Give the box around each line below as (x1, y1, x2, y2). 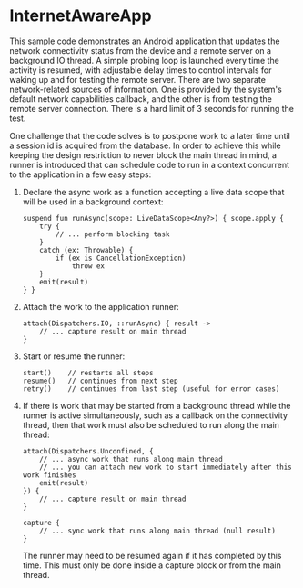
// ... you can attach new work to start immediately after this (39, 463, 293, 472)
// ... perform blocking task (56, 229, 170, 239)
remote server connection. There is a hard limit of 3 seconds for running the (9, 103, 294, 114)
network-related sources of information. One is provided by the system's (9, 84, 282, 95)
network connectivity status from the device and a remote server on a (9, 45, 271, 55)
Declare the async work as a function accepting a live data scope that (22, 186, 285, 197)
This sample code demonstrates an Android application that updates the (9, 35, 280, 46)
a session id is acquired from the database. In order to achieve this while (9, 140, 281, 151)
